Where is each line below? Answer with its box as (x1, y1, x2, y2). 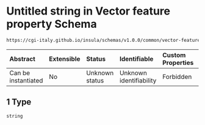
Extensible (48, 55, 81, 63)
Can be (9, 69, 31, 77)
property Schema (6, 17, 97, 31)
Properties (162, 58, 194, 67)
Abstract (9, 55, 35, 63)
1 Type (6, 97, 32, 107)
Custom (162, 50, 186, 59)
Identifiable (119, 55, 154, 63)
